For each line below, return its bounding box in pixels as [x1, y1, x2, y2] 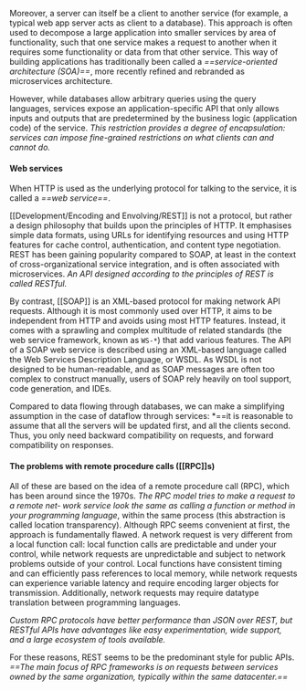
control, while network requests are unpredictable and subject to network [9, 549, 286, 560]
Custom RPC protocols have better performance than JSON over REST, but [9, 615, 293, 626]
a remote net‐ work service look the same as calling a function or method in [9, 500, 296, 511]
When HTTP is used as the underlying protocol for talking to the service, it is [9, 183, 297, 194]
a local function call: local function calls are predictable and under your [9, 539, 277, 550]
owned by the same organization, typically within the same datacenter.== [9, 671, 289, 683]
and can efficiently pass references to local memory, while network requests [9, 568, 298, 579]
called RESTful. [9, 278, 68, 289]
